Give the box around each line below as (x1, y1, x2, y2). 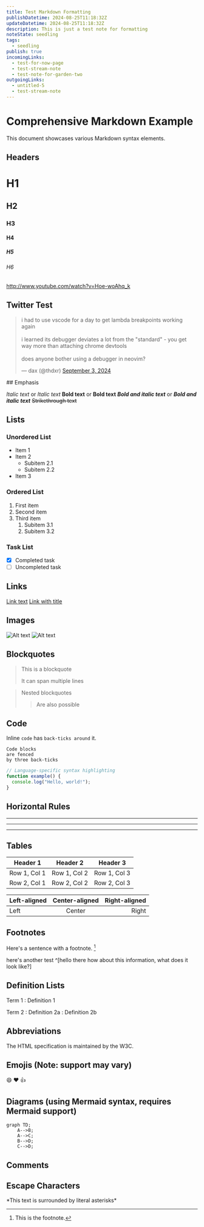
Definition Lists (6, 980, 65, 991)
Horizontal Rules (6, 802, 70, 812)
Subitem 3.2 (24, 528, 55, 535)
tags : (6, 37, 20, 43)
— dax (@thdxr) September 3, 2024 (21, 367, 111, 374)
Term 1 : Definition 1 (6, 997, 56, 1004)
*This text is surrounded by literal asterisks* (6, 1197, 117, 1204)
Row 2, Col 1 (9, 879, 46, 887)
